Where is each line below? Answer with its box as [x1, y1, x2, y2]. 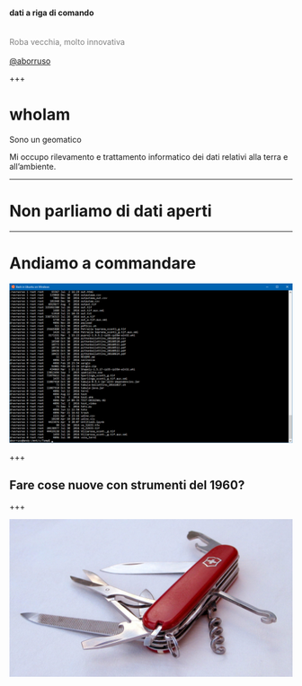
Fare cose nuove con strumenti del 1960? [9, 477, 245, 493]
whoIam [9, 104, 71, 125]
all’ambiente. [9, 162, 57, 172]
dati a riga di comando [9, 7, 94, 18]
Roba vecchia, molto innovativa [9, 37, 126, 48]
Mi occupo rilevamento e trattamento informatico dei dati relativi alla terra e [9, 152, 289, 163]
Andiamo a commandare [9, 253, 196, 274]
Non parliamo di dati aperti [9, 201, 213, 222]
